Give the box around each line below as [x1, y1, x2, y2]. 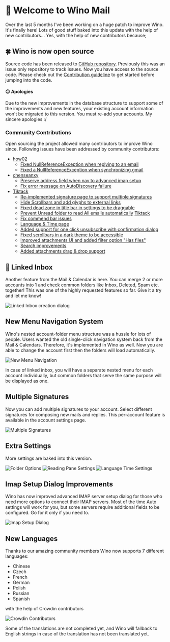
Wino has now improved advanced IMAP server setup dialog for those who [5, 493, 163, 500]
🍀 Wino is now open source [5, 47, 94, 56]
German [12, 579, 30, 586]
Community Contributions [5, 129, 71, 136]
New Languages [5, 534, 58, 543]
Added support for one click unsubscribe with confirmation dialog [20, 227, 159, 233]
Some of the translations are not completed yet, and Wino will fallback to [5, 625, 158, 632]
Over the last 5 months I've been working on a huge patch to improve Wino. [5, 21, 164, 28]
